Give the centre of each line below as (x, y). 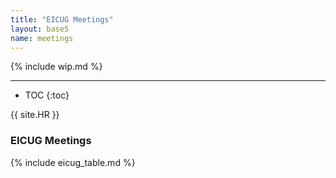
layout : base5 (40, 29)
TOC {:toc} (47, 95)
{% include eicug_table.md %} (73, 162)
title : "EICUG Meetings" (62, 19)
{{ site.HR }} (35, 115)
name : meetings (42, 38)
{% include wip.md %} (56, 67)
